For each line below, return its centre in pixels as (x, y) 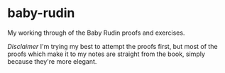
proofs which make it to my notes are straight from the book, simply (106, 54)
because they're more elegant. (52, 61)
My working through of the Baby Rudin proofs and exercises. (96, 33)
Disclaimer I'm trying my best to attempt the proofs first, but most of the (112, 46)
